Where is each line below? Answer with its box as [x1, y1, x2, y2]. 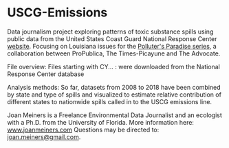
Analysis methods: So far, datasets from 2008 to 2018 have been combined [7, 83, 221, 91]
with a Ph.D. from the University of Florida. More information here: [7, 118, 195, 126]
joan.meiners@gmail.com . [7, 132, 81, 141]
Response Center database [7, 70, 85, 78]
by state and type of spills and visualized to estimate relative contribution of [7, 90, 222, 99]
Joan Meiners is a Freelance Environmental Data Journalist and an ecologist [7, 111, 222, 119]
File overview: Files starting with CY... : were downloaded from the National [7, 62, 220, 71]
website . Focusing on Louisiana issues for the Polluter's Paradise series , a [7, 42, 217, 50]
